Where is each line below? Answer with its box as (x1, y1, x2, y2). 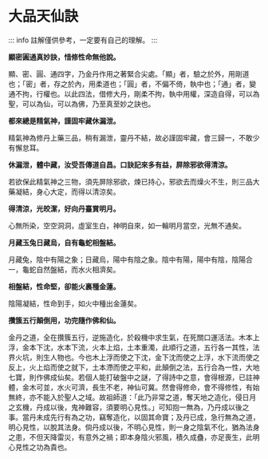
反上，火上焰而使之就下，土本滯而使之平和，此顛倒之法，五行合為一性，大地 (8, 362, 260, 372)
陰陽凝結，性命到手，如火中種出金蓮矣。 (8, 299, 141, 308)
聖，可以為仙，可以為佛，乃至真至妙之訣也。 (8, 99, 156, 109)
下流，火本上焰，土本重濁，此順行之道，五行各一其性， (70, 342, 253, 352)
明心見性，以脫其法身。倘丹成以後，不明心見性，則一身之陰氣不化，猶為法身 (8, 422, 260, 432)
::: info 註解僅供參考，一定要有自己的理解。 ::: (8, 35, 158, 45)
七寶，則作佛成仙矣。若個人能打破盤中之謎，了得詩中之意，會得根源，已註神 (8, 372, 260, 382)
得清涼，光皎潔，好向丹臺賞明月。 (8, 204, 120, 213)
